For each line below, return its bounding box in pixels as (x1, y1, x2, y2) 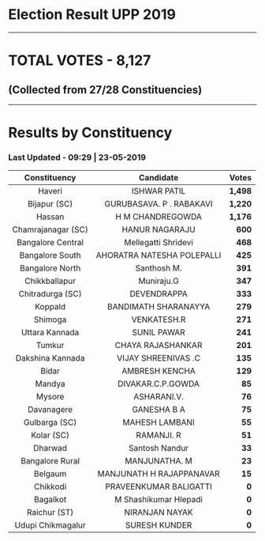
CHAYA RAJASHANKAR (114, 340, 203, 351)
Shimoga (34, 314, 67, 325)
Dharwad (33, 443, 68, 454)
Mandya (35, 378, 65, 389)
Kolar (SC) (31, 429, 69, 441)
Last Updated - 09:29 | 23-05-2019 (8, 152, 147, 163)
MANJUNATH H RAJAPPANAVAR (97, 468, 220, 479)
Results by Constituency (8, 124, 173, 142)
